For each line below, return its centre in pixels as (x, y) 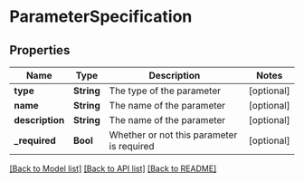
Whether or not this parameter (173, 135)
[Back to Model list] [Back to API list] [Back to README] (113, 168)
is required (132, 146)
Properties (40, 50)
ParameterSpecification (101, 17)
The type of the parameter (165, 91)
